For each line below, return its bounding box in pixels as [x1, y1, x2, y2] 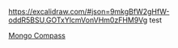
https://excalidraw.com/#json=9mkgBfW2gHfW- [8, 7, 170, 16]
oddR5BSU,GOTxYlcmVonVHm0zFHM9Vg [8, 15, 148, 25]
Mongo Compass [8, 31, 66, 40]
